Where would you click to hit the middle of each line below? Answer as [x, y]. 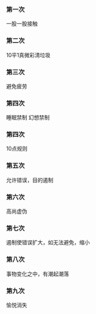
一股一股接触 [22, 24]
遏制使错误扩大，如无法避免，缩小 [48, 243]
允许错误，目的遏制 [30, 180]
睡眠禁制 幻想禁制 [28, 118]
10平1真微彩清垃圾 [28, 55]
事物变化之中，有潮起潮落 [38, 274]
